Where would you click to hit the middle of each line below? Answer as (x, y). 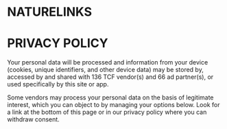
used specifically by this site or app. (58, 84)
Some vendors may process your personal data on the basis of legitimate (110, 97)
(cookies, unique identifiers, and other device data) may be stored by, (105, 70)
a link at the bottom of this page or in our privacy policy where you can (107, 112)
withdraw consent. (33, 119)
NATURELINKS (50, 12)
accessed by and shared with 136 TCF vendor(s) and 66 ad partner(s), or (110, 77)
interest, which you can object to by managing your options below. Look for (113, 105)
